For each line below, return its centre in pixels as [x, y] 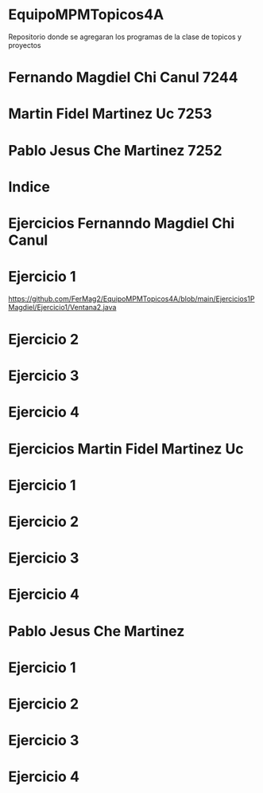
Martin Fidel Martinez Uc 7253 [110, 114]
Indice [29, 187]
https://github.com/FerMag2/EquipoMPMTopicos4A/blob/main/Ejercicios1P [131, 298]
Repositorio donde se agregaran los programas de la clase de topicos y [125, 37]
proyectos [25, 45]
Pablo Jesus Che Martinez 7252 [115, 150]
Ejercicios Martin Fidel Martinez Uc [126, 449]
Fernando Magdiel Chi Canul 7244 [123, 78]
